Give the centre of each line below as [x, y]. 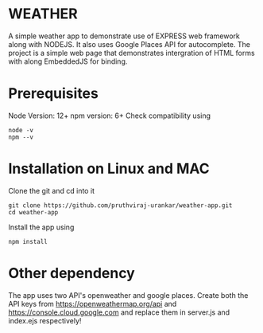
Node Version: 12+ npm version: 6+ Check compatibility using [110, 116]
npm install [28, 241]
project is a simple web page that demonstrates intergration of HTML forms [132, 53]
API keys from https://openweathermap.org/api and [93, 304]
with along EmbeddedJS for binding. [68, 61]
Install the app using [41, 227]
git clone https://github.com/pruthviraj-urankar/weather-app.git [120, 205]
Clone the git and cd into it [52, 190]
